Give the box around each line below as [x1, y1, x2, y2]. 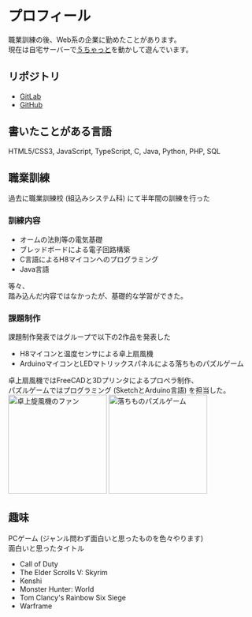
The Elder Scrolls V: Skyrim [19, 567, 108, 577]
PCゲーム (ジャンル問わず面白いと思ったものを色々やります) [8, 533, 204, 543]
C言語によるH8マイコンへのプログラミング [19, 254, 159, 264]
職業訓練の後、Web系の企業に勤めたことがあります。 [8, 35, 181, 44]
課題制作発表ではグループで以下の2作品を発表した [8, 332, 171, 341]
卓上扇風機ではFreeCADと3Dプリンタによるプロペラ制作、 [8, 375, 198, 385]
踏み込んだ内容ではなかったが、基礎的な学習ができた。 [8, 291, 187, 300]
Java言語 [19, 264, 50, 273]
